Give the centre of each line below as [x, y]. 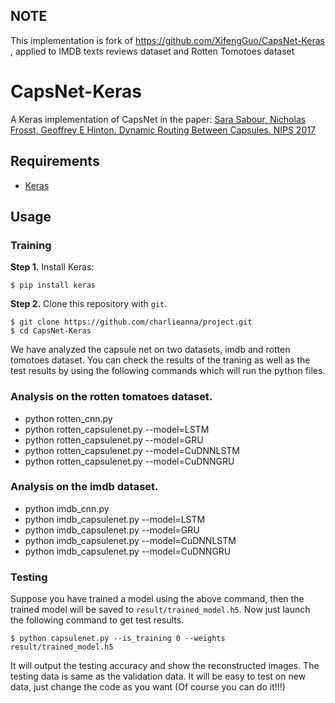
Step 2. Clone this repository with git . [89, 304]
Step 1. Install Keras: [52, 267]
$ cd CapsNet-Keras [51, 331]
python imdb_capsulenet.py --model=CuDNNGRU [128, 551]
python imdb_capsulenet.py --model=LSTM [115, 519]
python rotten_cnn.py [68, 418]
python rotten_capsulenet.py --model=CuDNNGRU [129, 461]
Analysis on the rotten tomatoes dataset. [111, 397]
